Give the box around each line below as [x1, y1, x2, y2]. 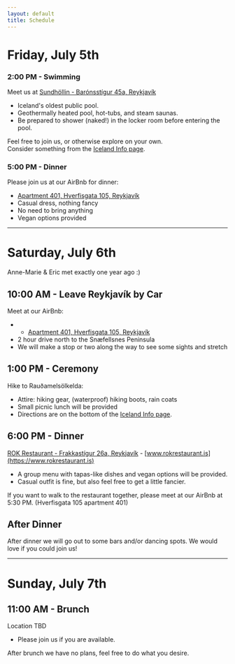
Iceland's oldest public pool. [17, 101, 99, 109]
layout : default [7, 10, 55, 17]
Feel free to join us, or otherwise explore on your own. [7, 137, 163, 146]
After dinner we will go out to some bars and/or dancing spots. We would [7, 537, 218, 546]
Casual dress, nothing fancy [17, 199, 99, 207]
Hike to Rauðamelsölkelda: [7, 381, 84, 390]
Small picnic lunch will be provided [17, 402, 117, 411]
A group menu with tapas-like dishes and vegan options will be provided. [17, 469, 228, 478]
